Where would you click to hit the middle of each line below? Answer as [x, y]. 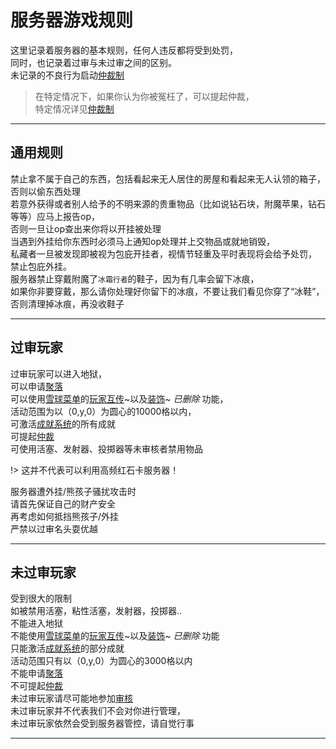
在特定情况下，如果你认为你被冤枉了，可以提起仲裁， [144, 96]
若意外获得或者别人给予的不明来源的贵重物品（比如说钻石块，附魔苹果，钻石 [168, 203]
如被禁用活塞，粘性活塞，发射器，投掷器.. [96, 611]
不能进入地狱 [36, 623]
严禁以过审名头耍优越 [54, 528]
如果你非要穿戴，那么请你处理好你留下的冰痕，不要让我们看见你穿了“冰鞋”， [167, 291]
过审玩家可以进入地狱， [58, 373]
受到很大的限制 [41, 598]
